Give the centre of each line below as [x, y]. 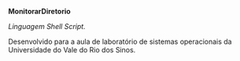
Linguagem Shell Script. [47, 26]
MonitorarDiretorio [39, 11]
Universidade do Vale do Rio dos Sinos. [72, 50]
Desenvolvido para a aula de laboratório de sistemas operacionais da [120, 41]
